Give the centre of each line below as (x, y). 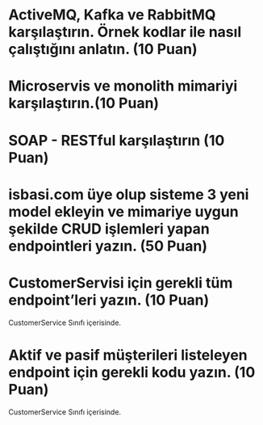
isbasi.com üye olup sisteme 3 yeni (129, 194)
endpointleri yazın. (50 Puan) (108, 246)
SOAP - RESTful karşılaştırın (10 (117, 140)
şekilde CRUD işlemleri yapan (109, 229)
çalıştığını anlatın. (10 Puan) (103, 49)
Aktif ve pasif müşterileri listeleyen (128, 355)
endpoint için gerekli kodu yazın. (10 (132, 372)
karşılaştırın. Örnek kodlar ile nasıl (125, 32)
